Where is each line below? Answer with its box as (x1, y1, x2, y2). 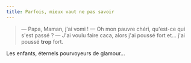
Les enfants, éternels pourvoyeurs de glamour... (6, 49, 125, 57)
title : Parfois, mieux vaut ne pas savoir (6, 8, 114, 15)
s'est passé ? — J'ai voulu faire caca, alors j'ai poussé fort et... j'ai (20, 31, 186, 39)
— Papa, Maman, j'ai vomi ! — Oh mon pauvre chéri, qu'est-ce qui (20, 25, 186, 32)
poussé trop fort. (20, 38, 64, 45)
